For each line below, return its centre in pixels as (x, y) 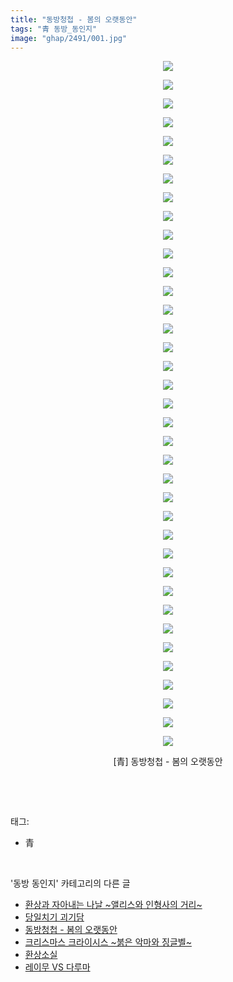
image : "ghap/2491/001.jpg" (69, 38)
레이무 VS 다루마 (57, 967)
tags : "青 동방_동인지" (54, 29)
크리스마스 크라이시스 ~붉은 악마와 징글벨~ (108, 942)
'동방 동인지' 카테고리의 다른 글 (70, 883)
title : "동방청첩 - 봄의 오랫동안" (74, 19)
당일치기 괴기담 (54, 917)
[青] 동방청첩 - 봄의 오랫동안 (168, 762)
